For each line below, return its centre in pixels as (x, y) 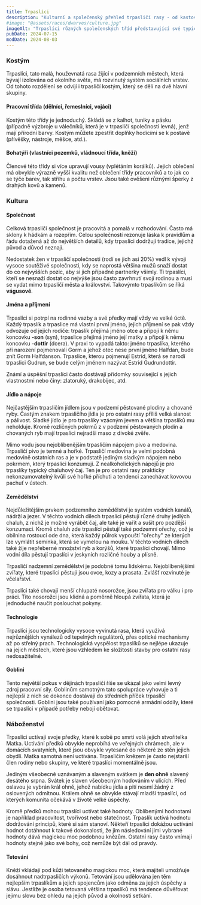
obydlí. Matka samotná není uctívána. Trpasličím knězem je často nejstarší (98, 756)
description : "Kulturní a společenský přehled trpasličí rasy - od (92, 17)
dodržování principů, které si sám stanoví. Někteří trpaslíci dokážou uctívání (100, 824)
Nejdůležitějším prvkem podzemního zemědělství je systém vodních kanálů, (100, 510)
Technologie (22, 617)
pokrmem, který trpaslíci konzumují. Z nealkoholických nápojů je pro (90, 464)
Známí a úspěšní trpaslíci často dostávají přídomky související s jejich (92, 374)
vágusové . (19, 291)
